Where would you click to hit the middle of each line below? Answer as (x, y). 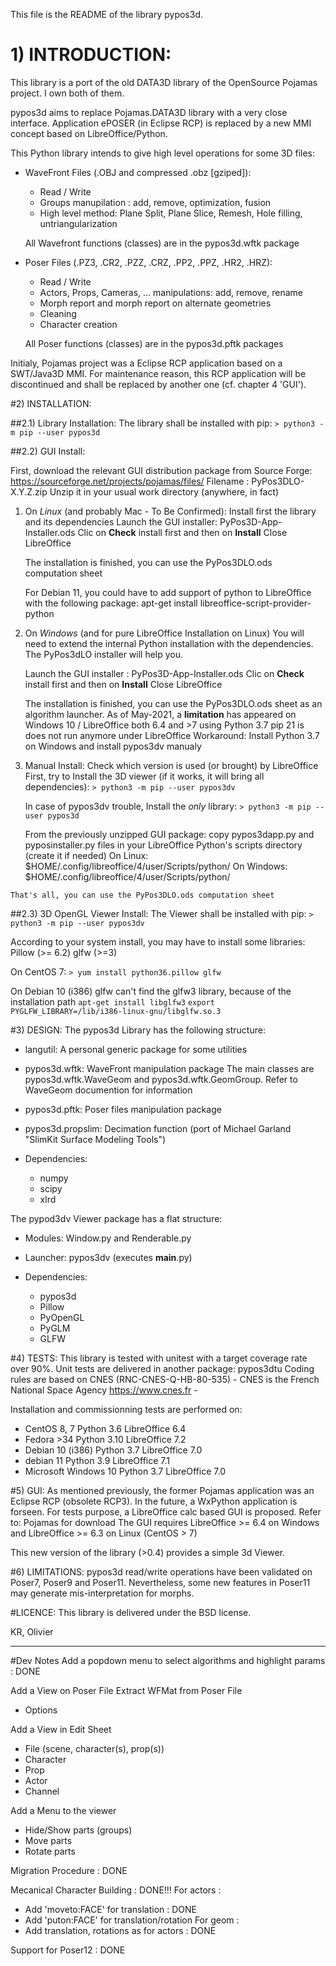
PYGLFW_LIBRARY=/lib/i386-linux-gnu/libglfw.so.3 (116, 1011)
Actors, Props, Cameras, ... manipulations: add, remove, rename (171, 292)
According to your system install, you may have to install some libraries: (158, 941)
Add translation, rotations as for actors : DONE (120, 1930)
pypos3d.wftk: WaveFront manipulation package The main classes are (169, 1068)
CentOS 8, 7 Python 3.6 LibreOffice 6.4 (105, 1428)
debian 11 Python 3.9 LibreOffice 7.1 (97, 1460)
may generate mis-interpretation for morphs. (102, 1593)
